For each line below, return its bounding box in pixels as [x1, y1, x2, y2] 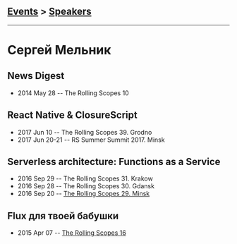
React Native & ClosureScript [7, 109, 138, 121]
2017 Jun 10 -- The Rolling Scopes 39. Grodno [17, 128, 152, 136]
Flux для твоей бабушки [7, 209, 119, 221]
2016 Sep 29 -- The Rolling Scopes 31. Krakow [17, 174, 153, 183]
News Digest [7, 70, 65, 82]
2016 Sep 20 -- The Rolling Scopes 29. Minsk [17, 190, 150, 198]
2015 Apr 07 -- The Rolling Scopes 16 [17, 228, 127, 237]
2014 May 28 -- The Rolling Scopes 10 [17, 88, 129, 97]
